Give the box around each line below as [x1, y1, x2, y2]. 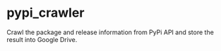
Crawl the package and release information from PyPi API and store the [6, 28, 215, 36]
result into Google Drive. [6, 35, 78, 43]
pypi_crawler [6, 5, 85, 21]
